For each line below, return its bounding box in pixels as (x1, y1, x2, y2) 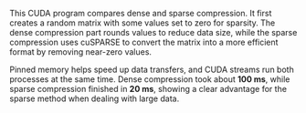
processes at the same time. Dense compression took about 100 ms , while (9, 74, 290, 85)
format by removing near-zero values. (9, 46, 153, 57)
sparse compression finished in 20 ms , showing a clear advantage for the (9, 84, 288, 94)
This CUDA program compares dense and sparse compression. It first (9, 8, 272, 18)
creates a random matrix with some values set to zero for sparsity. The (9, 17, 276, 28)
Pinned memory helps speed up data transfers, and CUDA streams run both (9, 64, 294, 75)
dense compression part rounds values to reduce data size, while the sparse (9, 27, 298, 37)
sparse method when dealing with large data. (9, 93, 180, 104)
